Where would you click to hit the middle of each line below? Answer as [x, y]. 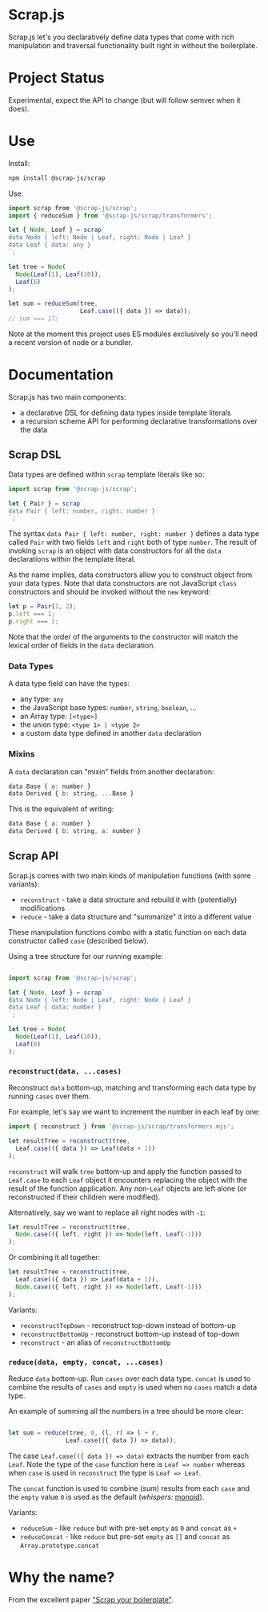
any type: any [42, 699]
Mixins [22, 754]
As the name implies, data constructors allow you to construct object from [130, 575]
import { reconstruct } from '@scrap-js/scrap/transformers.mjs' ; [121, 1127]
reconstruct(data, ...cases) [65, 1071]
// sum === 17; [34, 319]
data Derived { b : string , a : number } [75, 831]
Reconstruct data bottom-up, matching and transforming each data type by [132, 1088]
